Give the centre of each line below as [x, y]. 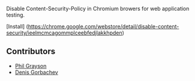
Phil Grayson [31, 66]
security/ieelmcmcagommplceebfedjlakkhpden [64, 33]
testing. [16, 15]
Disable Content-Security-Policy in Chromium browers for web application [98, 9]
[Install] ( [17, 27]
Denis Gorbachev [36, 72]
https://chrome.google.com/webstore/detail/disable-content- [103, 27]
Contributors [31, 52]
